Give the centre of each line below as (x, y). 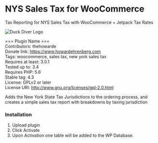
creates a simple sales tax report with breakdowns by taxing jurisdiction (76, 102)
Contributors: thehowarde (31, 46)
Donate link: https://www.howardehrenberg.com (53, 51)
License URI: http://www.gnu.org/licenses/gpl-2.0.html (59, 87)
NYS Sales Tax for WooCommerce (75, 9)
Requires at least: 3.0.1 (27, 62)
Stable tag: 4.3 (20, 77)
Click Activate (26, 130)
